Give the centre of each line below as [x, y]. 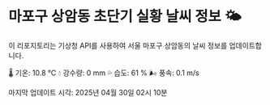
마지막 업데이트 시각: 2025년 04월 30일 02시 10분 [88, 92]
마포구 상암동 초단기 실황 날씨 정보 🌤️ [125, 17]
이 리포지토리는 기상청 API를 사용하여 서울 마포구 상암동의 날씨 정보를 [118, 45]
